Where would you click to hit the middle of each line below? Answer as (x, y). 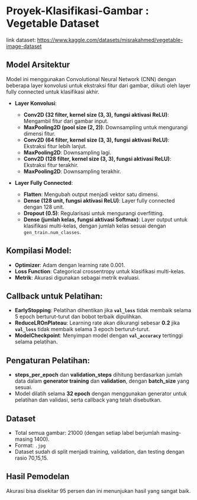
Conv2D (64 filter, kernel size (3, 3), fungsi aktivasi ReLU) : (96, 140)
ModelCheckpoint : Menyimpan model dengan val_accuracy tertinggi (99, 335)
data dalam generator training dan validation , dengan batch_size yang (102, 381)
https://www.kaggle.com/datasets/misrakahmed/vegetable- (110, 40)
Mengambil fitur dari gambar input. (66, 121)
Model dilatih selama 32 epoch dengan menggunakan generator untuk (101, 394)
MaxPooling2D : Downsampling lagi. (67, 152)
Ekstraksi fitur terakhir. (51, 165)
